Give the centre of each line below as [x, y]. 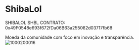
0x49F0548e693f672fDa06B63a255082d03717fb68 [59, 27]
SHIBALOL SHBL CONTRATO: [35, 23]
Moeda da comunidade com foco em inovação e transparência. [70, 37]
